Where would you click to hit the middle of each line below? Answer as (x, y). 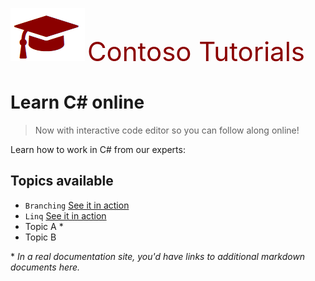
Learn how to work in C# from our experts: (98, 149)
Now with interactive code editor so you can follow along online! (167, 130)
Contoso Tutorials (195, 51)
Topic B (40, 237)
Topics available (62, 181)
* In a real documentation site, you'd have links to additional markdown (158, 256)
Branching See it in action (77, 205)
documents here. (45, 267)
